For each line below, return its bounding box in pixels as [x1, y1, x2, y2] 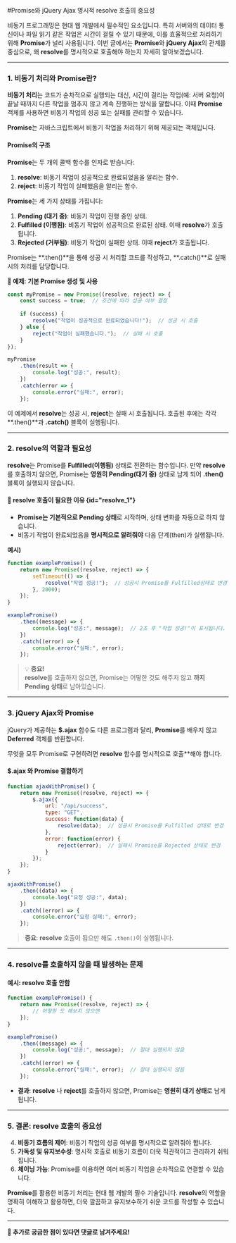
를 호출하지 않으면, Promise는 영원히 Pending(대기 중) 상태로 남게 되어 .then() [7, 469, 224, 478]
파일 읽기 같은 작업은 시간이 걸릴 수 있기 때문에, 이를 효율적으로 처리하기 [25, 30, 223, 38]
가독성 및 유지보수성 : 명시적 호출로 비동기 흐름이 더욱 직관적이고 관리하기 [17, 1147, 216, 1156]
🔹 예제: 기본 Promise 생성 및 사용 [7, 277, 98, 285]
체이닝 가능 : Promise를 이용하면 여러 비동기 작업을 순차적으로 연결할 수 [17, 1165, 211, 1173]
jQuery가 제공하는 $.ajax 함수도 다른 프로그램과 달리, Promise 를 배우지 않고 [7, 725, 218, 734]
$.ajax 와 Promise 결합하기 [7, 767, 84, 775]
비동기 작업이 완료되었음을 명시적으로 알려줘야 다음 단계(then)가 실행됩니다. [17, 531, 225, 539]
